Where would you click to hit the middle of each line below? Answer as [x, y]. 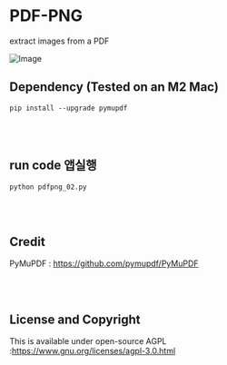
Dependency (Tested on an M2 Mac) [114, 87]
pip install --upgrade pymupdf [69, 108]
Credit [27, 242]
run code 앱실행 [53, 166]
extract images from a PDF [59, 41]
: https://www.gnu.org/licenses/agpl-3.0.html [93, 351]
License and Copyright [75, 319]
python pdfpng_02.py [49, 187]
